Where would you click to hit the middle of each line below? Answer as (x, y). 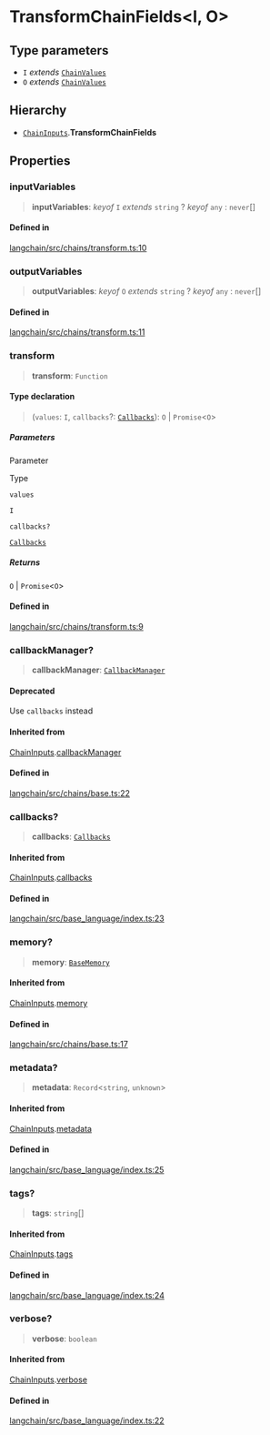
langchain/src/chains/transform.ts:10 (78, 248)
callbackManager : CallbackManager (98, 670)
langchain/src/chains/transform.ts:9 (76, 626)
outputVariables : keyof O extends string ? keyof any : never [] (146, 291)
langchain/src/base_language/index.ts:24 (87, 1295)
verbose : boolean (64, 1339)
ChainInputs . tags (41, 1254)
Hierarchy (38, 111)
